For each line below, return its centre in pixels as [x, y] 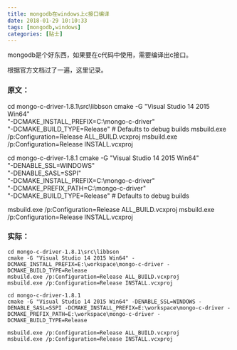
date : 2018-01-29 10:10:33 [47, 21]
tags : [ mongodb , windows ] [44, 27]
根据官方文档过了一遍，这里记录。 [57, 70]
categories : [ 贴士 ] [35, 34]
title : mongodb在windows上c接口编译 [58, 14]
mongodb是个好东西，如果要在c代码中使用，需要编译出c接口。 [100, 55]
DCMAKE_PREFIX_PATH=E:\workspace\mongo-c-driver [81, 314]
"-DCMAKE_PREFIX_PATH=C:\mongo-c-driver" [77, 188]
